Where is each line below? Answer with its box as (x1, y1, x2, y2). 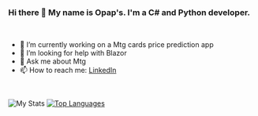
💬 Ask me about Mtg (19, 56, 87, 66)
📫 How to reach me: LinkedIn (19, 66, 117, 75)
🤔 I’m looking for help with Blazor (19, 49, 128, 58)
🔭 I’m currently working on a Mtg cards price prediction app (19, 40, 215, 49)
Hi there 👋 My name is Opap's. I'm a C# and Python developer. (8, 7, 251, 18)
